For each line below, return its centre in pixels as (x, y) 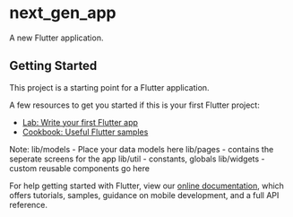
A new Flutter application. (56, 38)
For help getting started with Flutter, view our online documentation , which (147, 186)
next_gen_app (63, 13)
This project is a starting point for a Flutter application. (109, 87)
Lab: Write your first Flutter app (80, 122)
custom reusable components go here (80, 168)
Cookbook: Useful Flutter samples (85, 132)
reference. (28, 204)
